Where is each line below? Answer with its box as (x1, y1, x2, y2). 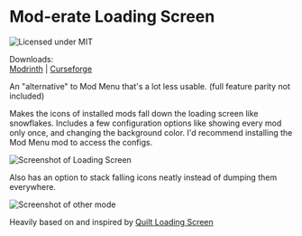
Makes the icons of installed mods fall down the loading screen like (9, 108, 259, 118)
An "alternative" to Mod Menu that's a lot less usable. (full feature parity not (9, 80, 290, 91)
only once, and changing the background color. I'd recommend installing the (9, 127, 293, 137)
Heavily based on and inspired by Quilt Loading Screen (9, 216, 214, 227)
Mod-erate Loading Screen (9, 6, 215, 27)
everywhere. (9, 181, 57, 192)
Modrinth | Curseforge (9, 63, 93, 74)
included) (9, 90, 45, 101)
